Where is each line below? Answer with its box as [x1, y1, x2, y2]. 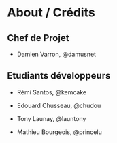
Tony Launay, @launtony [16, 114, 86, 122]
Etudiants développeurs [7, 70, 111, 81]
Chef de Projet [7, 32, 69, 44]
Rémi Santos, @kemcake [16, 88, 87, 96]
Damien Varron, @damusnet [16, 50, 97, 58]
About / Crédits [7, 5, 95, 21]
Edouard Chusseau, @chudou [16, 101, 101, 109]
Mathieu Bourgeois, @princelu [16, 128, 102, 136]
